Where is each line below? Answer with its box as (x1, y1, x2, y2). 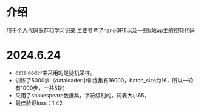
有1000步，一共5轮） (15, 84, 69, 91)
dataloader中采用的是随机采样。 (15, 69, 96, 76)
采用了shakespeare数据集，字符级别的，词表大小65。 (15, 91, 150, 99)
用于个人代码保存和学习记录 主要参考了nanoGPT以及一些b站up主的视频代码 (6, 27, 196, 34)
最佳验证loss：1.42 (15, 99, 63, 107)
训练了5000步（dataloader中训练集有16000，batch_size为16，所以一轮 (15, 76, 194, 84)
